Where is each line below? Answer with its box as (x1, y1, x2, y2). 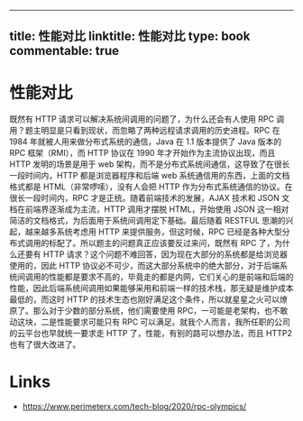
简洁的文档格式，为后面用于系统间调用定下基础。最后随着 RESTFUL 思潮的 (9, 215, 286, 226)
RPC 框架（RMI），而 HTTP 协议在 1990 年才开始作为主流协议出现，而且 (9, 148, 276, 159)
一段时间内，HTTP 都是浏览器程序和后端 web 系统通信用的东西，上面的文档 (9, 170, 290, 181)
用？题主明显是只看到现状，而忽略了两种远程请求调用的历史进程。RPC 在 (9, 125, 281, 136)
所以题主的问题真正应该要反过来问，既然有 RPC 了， (79, 238, 275, 249)
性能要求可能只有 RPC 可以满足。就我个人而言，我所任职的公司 (56, 316, 291, 327)
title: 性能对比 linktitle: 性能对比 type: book (9, 29, 251, 44)
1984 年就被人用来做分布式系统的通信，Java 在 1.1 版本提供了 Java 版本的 (9, 136, 282, 147)
